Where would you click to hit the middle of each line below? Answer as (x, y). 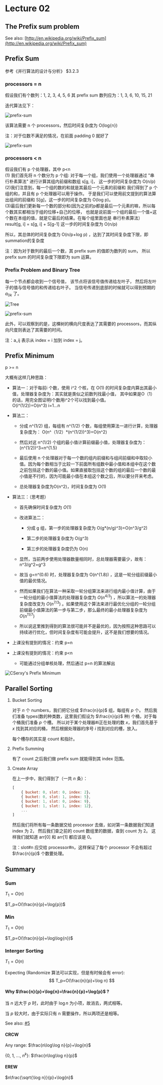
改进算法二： (32, 518)
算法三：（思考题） (30, 497)
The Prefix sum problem (42, 27)
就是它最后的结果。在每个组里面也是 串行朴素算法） (91, 218)
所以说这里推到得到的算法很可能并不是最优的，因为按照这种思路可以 (88, 626)
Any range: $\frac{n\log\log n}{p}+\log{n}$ (48, 1045)
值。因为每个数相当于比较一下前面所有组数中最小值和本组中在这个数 (88, 464)
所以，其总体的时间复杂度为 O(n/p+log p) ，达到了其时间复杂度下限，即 (77, 235)
